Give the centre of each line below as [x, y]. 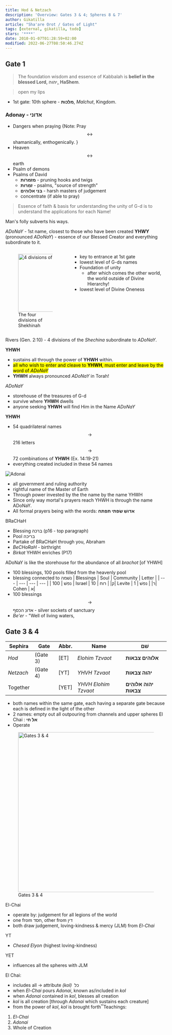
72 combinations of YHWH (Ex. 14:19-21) [56, 458]
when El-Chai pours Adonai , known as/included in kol [69, 990]
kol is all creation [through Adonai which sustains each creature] [81, 1001]
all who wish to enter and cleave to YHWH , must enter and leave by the [88, 365]
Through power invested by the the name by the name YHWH [78, 494]
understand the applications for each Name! [64, 211]
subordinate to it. [23, 242]
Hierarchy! [98, 284]
